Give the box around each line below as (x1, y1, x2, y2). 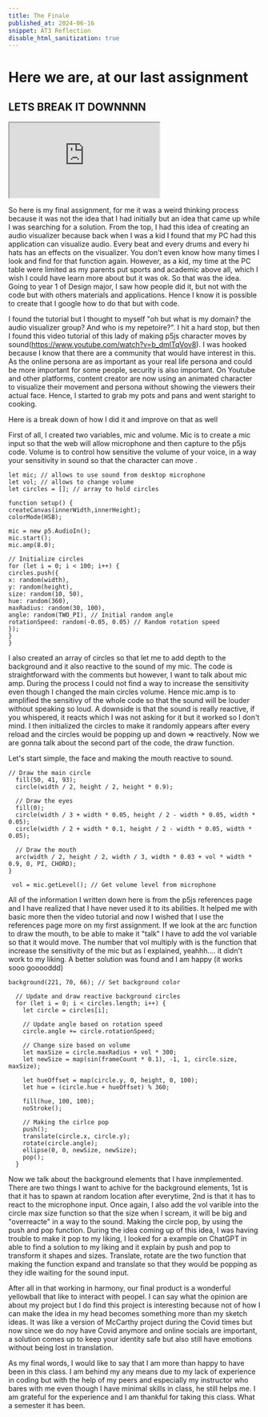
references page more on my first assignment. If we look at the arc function (8, 920, 258, 930)
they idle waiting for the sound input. (8, 1268, 130, 1278)
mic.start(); (8, 534, 52, 542)
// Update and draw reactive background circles (15, 992, 181, 1000)
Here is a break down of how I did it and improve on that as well (8, 415, 218, 425)
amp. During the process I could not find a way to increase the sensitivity (8, 679, 250, 689)
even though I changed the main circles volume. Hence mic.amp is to (8, 687, 236, 697)
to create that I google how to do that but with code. (8, 299, 180, 309)
